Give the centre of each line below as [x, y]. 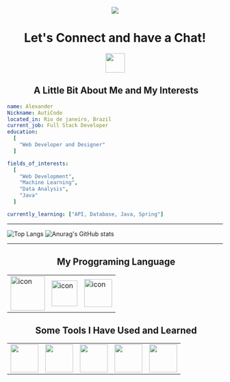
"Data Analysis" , [44, 189]
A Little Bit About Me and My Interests [116, 90]
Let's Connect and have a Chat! [115, 38]
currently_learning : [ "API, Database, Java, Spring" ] [86, 214]
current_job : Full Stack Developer [58, 126]
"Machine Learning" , [49, 183]
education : [23, 132]
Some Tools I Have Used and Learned [116, 330]
